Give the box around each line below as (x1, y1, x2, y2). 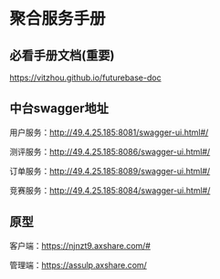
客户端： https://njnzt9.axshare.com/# (9, 240, 151, 251)
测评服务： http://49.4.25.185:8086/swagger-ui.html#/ (9, 146, 211, 157)
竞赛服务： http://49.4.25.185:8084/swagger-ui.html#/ (9, 184, 211, 196)
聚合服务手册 (9, 8, 107, 29)
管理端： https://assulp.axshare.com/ (9, 259, 148, 270)
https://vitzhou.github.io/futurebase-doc (9, 72, 162, 83)
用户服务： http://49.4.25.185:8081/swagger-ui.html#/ (9, 127, 209, 138)
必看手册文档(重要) (9, 47, 115, 63)
